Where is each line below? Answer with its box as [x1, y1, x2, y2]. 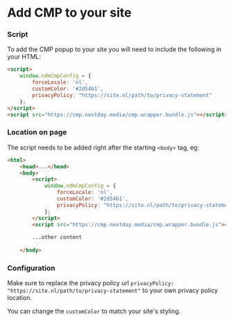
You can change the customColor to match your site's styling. [7, 307, 181, 316]
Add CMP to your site [7, 5, 132, 21]
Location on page [7, 127, 67, 137]
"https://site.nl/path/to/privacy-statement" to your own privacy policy [7, 286, 218, 295]
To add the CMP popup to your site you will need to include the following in [7, 45, 222, 53]
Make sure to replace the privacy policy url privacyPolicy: [7, 279, 175, 287]
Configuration [7, 263, 55, 273]
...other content [32, 234, 82, 241]
